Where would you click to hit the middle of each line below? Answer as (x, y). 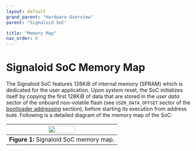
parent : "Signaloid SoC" (36, 22)
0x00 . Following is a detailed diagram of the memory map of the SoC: (89, 115)
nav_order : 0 (22, 39)
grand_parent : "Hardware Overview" (50, 17)
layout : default (26, 11)
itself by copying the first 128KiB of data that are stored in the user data (93, 96)
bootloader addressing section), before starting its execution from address (97, 109)
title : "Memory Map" (31, 33)
